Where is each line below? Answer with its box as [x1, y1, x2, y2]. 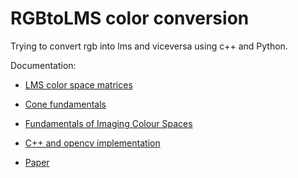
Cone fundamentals [24, 98, 107, 110]
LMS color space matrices [24, 78, 133, 91]
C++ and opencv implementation [24, 137, 161, 149]
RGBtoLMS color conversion [10, 7, 250, 30]
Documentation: [10, 59, 77, 71]
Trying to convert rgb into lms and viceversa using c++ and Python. [10, 40, 288, 52]
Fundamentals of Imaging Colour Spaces [24, 117, 193, 129]
